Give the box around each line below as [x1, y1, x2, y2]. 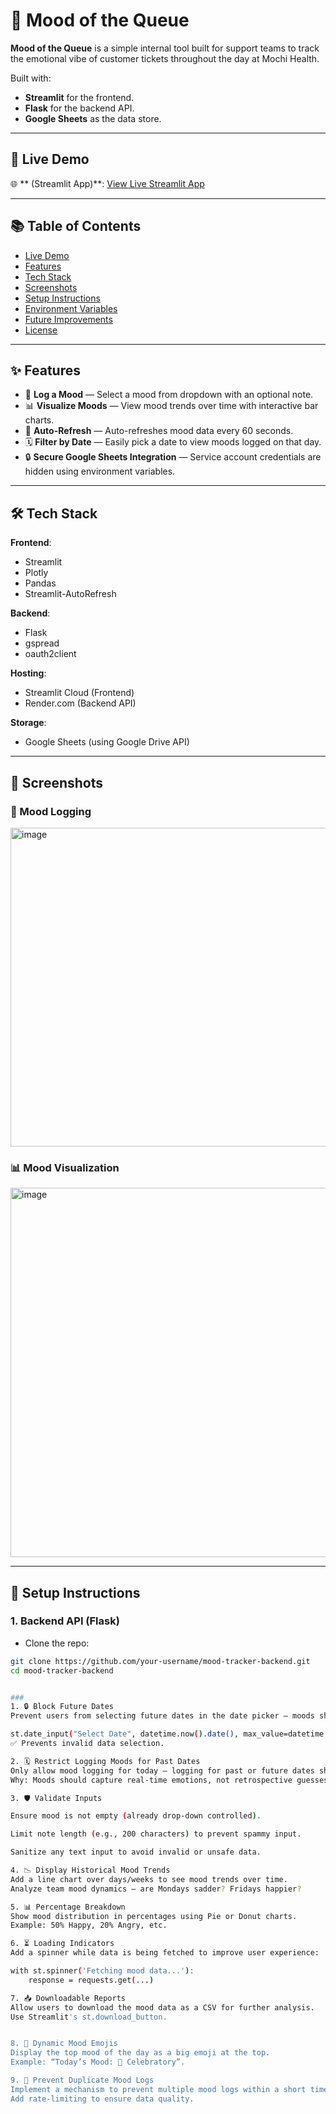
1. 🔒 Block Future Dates [10, 1702, 115, 1712]
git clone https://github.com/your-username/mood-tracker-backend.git [10, 1656, 311, 1666]
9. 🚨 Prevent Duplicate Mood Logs [10, 2075, 155, 2086]
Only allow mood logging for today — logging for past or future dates [10, 1765, 315, 1776]
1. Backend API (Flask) [10, 1614, 120, 1628]
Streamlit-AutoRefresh [24, 588, 117, 600]
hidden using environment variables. [24, 465, 176, 478]
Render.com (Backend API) [24, 697, 137, 709]
